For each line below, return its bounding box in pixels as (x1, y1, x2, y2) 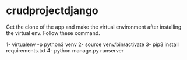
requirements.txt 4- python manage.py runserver (6, 47, 124, 54)
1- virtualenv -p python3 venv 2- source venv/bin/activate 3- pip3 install (6, 41, 179, 48)
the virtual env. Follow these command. (6, 29, 100, 36)
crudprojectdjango (6, 4, 99, 17)
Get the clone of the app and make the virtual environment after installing (6, 23, 182, 30)
